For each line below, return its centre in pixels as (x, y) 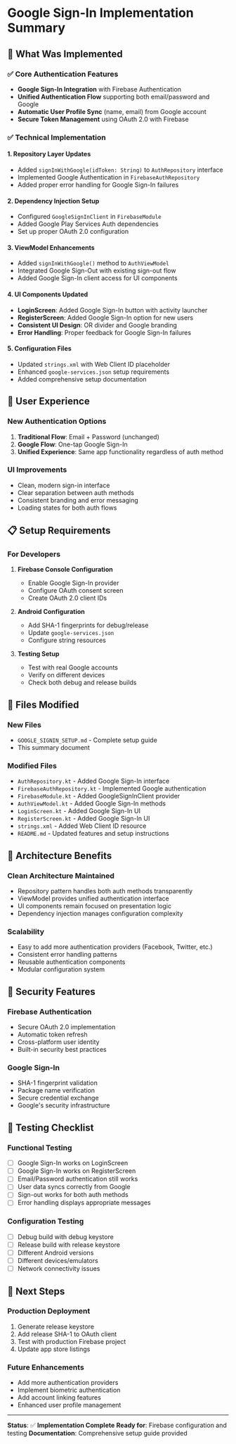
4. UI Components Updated (48, 294)
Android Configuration (51, 612)
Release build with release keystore (69, 1245)
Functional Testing (40, 1148)
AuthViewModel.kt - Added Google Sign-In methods (92, 803)
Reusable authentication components (71, 962)
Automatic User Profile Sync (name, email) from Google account (112, 111)
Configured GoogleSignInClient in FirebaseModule (89, 217)
